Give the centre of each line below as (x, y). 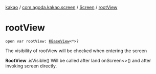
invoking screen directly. (31, 66)
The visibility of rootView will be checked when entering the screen (76, 51)
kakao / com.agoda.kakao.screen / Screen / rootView (61, 7)
